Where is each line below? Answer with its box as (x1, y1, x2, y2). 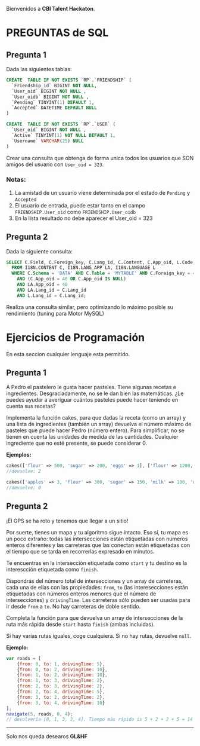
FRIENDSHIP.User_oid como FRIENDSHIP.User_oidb (14, 208, 136, 215)
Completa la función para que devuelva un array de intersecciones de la (6, 614, 183, 621)
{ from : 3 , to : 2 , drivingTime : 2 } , (17, 694, 105, 700)
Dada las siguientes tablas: (6, 66, 73, 72)
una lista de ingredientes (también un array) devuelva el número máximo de (6, 421, 192, 428)
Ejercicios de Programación (6, 331, 145, 344)
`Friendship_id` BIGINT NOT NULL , (11, 82, 97, 88)
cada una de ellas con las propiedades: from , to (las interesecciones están (6, 583, 189, 591)
